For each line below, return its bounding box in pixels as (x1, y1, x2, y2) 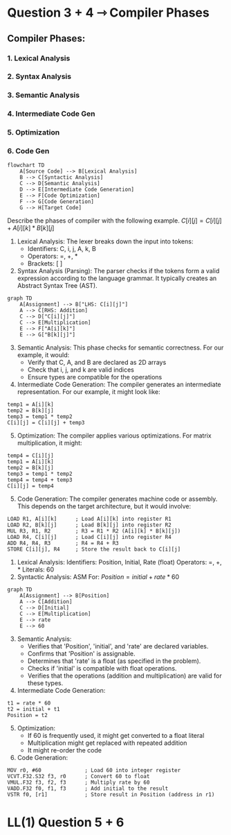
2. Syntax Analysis (7, 71, 71, 81)
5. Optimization (7, 128, 60, 137)
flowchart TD (7, 162, 45, 169)
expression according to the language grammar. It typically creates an (17, 274, 217, 282)
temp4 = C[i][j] (7, 452, 54, 459)
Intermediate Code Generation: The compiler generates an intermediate (17, 380, 221, 389)
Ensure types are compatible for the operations (27, 373, 163, 381)
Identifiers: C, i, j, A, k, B (27, 245, 97, 253)
